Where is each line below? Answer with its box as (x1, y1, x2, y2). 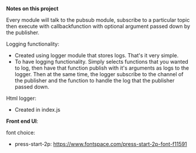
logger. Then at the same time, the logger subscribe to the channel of (14, 71, 184, 77)
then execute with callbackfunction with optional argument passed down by (6, 23, 191, 30)
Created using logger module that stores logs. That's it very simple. (14, 52, 179, 58)
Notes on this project (6, 5, 59, 12)
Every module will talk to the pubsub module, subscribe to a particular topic (6, 17, 190, 23)
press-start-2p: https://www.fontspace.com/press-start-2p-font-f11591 (14, 141, 187, 147)
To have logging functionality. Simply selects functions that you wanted (14, 58, 189, 65)
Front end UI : (6, 118, 38, 125)
